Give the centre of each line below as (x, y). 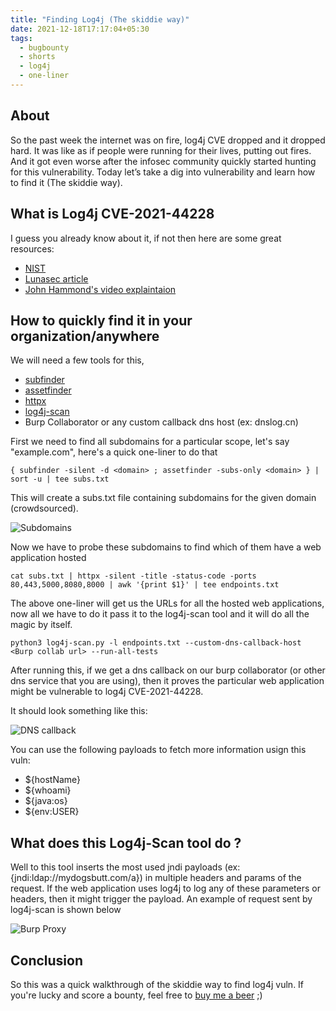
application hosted (48, 558)
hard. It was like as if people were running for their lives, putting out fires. (161, 150)
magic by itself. (41, 625)
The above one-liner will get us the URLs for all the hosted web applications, (167, 603)
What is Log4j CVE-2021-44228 (112, 214)
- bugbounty (44, 47)
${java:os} (46, 801)
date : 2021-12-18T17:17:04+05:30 (80, 29)
